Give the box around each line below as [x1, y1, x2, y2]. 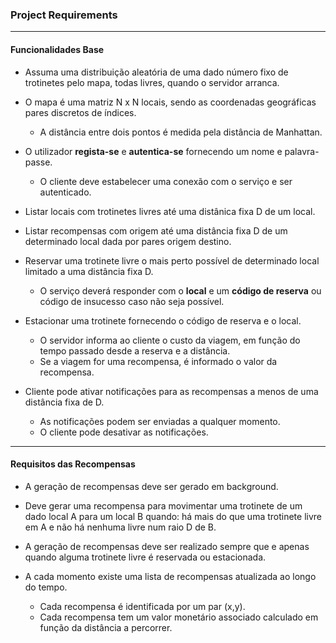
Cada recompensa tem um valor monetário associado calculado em [39, 611, 319, 623]
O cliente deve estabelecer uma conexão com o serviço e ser [39, 175, 293, 187]
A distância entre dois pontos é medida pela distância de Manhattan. [39, 126, 323, 138]
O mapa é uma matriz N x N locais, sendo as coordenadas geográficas [24, 96, 317, 108]
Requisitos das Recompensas [10, 458, 136, 470]
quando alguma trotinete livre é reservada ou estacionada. [24, 551, 267, 563]
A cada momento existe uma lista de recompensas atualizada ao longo [24, 570, 317, 582]
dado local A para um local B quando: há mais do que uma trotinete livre [24, 510, 323, 522]
